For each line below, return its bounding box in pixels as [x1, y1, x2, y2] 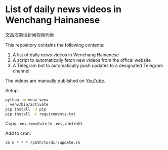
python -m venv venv [5, 97, 49, 102]
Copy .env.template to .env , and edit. [5, 121, 83, 127]
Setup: [5, 87, 19, 93]
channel [12, 67, 30, 74]
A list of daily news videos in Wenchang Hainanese [12, 52, 119, 58]
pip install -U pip [5, 106, 47, 112]
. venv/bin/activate [5, 102, 49, 107]
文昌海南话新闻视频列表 [5, 31, 54, 37]
